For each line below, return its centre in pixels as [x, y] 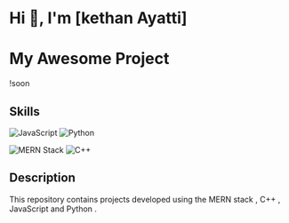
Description [42, 178]
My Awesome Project [89, 59]
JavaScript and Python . [53, 209]
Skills [24, 111]
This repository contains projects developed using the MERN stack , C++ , [145, 199]
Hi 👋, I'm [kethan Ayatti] [98, 18]
